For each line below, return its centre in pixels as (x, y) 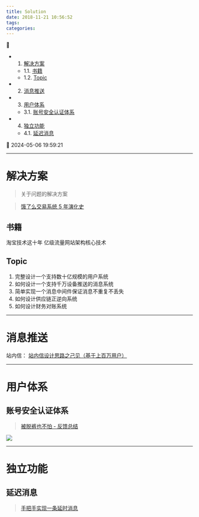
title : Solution (26, 12)
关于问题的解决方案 (44, 194)
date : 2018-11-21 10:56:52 (39, 17)
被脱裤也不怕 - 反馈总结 (49, 426)
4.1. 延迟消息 (39, 133)
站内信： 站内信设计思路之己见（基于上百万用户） (67, 355)
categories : (21, 28)
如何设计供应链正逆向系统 (46, 299)
